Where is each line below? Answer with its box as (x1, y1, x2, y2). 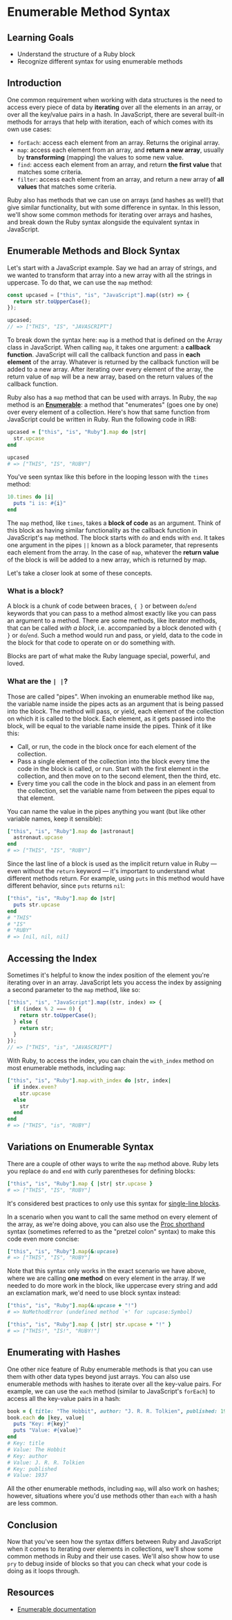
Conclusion (7, 1519, 58, 1531)
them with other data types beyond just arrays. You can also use (7, 1372, 191, 1380)
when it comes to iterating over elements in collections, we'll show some (7, 1545, 213, 1553)
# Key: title (7, 1440, 45, 1447)
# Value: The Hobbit (7, 1446, 67, 1453)
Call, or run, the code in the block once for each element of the (17, 742, 197, 750)
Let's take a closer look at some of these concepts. (7, 569, 153, 577)
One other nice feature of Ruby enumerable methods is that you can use (7, 1365, 213, 1373)
